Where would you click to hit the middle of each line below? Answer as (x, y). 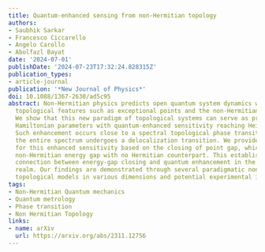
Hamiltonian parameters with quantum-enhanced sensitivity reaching (130, 126)
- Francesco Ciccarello (47, 38)
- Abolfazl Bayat (37, 52)
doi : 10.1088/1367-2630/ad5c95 (60, 96)
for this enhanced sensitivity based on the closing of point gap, (129, 148)
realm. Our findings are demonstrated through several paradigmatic (130, 170)
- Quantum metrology (42, 199)
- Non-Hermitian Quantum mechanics (67, 192)
